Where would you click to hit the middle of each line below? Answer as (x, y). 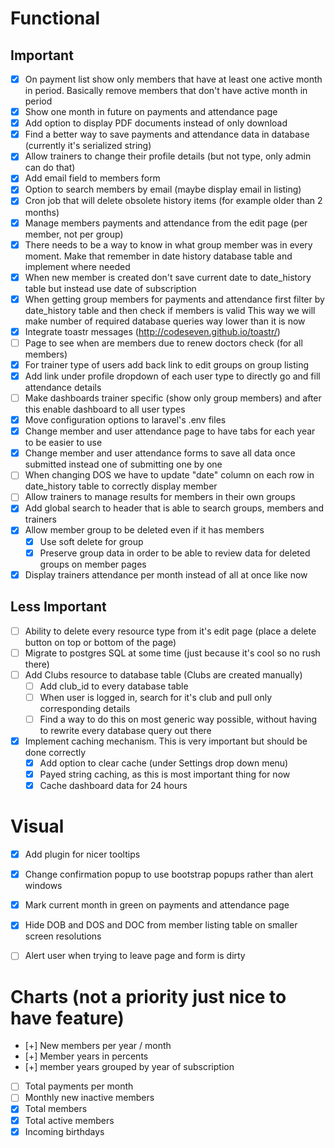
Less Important (58, 607)
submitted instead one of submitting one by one (123, 464)
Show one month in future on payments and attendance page (151, 112)
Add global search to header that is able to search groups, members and (174, 508)
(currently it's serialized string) (88, 146)
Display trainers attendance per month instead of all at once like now (166, 574)
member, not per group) (74, 234)
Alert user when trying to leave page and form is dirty (135, 956)
